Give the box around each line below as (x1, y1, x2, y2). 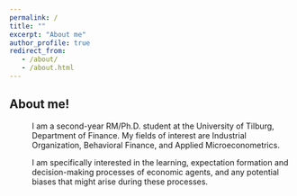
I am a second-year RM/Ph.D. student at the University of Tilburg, (31, 120, 274, 131)
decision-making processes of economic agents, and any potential (31, 166, 279, 177)
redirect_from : (9, 47, 67, 56)
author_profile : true (9, 38, 91, 48)
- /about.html (21, 64, 75, 73)
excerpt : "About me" (9, 30, 87, 39)
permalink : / (9, 13, 58, 22)
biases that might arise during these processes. (31, 176, 209, 187)
